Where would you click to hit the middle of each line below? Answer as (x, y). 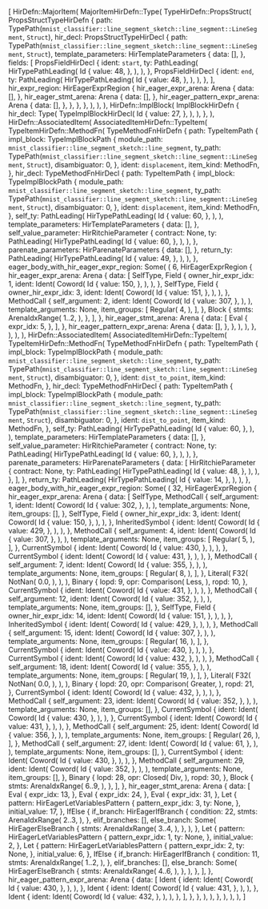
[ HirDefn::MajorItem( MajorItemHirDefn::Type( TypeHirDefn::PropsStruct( (130, 12)
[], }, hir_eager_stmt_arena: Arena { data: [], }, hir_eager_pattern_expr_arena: (134, 97)
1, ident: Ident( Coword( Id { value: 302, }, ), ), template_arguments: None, (129, 505)
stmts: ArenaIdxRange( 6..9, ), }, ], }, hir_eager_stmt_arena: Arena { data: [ (129, 786)
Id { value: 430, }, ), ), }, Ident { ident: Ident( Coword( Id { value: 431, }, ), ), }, (134, 888)
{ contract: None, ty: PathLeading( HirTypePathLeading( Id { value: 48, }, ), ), (134, 471)
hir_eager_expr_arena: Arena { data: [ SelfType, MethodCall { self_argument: (134, 497)
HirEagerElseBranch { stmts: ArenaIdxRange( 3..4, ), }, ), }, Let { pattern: (127, 829)
